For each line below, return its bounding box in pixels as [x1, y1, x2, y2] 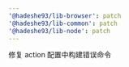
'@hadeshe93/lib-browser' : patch [8, 11, 122, 20]
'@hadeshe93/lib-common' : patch [8, 19, 118, 27]
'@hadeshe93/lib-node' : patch [8, 27, 111, 35]
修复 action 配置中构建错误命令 [8, 50, 112, 60]
